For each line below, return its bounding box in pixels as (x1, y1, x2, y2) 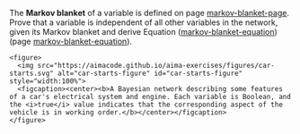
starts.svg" (9, 69, 54, 78)
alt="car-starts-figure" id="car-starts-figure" (57, 69, 243, 78)
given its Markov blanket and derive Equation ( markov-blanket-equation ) (9, 27, 278, 37)
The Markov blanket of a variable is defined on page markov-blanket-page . (9, 8, 290, 18)
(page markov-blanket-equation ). (9, 36, 133, 46)
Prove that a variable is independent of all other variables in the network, (9, 17, 278, 28)
